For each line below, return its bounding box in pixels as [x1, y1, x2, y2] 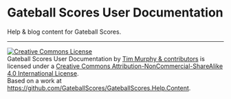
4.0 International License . [7, 69, 79, 77]
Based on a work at [7, 76, 62, 85]
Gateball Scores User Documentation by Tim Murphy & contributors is [7, 54, 205, 63]
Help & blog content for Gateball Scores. [7, 27, 122, 36]
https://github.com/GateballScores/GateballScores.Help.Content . [7, 84, 191, 92]
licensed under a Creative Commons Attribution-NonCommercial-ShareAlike [7, 62, 223, 70]
